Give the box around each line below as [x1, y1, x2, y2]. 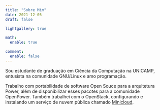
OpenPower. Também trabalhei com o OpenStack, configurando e [5, 93, 143, 99]
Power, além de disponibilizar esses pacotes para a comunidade [5, 88, 140, 94]
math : [5, 35, 17, 41]
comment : [5, 49, 24, 54]
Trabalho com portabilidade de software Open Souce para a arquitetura [5, 83, 155, 89]
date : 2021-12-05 [5, 12, 42, 17]
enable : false [10, 54, 40, 59]
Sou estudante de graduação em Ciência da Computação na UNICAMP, [5, 67, 155, 74]
